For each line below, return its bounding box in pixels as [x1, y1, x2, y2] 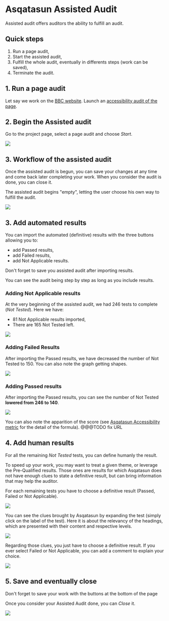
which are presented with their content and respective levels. [5, 523, 132, 529]
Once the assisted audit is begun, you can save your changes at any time [5, 168, 157, 175]
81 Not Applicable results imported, [12, 316, 86, 322]
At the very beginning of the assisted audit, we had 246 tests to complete [5, 301, 158, 307]
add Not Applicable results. [12, 258, 70, 263]
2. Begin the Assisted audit [5, 118, 92, 126]
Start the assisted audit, [12, 53, 62, 60]
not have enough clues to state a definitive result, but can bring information [5, 473, 162, 479]
